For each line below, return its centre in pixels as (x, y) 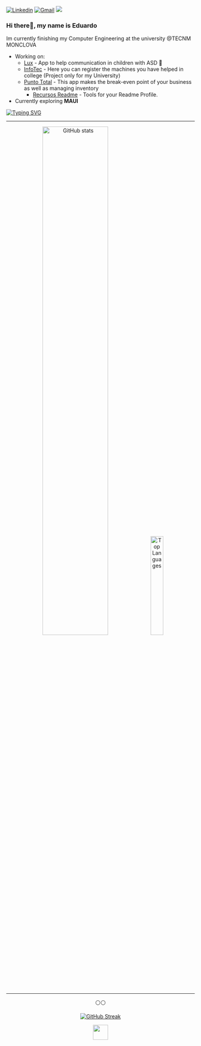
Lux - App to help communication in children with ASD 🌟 (93, 63)
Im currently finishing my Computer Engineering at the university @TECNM (99, 38)
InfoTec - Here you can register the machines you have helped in (103, 69)
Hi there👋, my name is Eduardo (52, 25)
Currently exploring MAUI (46, 101)
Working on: (30, 56)
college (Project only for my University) (72, 75)
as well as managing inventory (61, 88)
